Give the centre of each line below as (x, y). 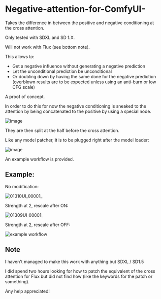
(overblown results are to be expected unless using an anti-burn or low (84, 82)
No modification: (22, 186)
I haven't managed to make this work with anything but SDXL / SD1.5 (75, 262)
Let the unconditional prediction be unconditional (62, 71)
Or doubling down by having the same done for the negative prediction (84, 76)
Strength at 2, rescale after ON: (37, 205)
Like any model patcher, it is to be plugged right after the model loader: (77, 140)
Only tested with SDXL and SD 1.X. (40, 37)
